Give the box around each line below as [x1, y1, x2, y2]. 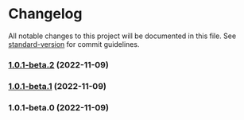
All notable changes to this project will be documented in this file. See [8, 31, 237, 41]
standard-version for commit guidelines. [8, 39, 140, 48]
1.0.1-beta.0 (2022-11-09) [8, 102, 110, 113]
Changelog [8, 5, 83, 23]
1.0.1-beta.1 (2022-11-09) [8, 80, 107, 91]
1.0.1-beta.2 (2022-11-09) [8, 59, 109, 70]
